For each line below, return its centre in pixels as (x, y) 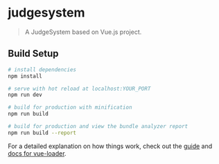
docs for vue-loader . (37, 153)
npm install (25, 76)
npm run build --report (42, 133)
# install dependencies (42, 70)
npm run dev (25, 95)
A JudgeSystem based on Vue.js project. (83, 32)
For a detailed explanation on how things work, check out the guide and (110, 146)
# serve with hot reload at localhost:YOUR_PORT (79, 89)
